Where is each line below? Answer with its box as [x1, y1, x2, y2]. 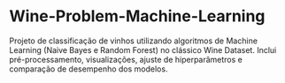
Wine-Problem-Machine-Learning [9, 6, 266, 26]
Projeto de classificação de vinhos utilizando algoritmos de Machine [9, 35, 258, 46]
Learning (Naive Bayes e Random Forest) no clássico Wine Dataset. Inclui [9, 44, 277, 55]
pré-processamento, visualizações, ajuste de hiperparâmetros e [9, 54, 243, 64]
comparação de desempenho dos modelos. [9, 64, 168, 74]
